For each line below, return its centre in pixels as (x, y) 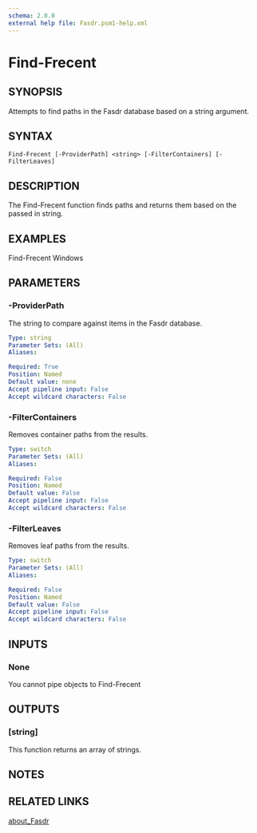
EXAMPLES (37, 239)
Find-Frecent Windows (46, 258)
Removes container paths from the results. (78, 434)
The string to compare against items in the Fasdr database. (105, 323)
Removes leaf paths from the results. (69, 546)
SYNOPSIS (36, 92)
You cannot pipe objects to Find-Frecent (75, 684)
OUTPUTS (34, 710)
